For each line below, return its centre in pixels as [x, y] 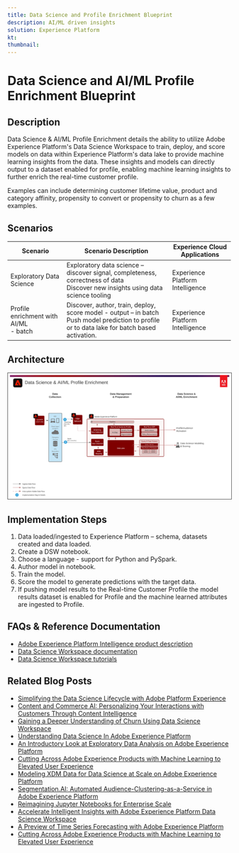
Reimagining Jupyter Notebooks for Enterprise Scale [94, 804]
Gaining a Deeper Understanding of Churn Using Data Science [109, 721]
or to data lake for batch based [111, 327]
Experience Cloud [200, 247]
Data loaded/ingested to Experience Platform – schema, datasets [112, 536]
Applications [200, 255]
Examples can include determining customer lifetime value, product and [112, 191]
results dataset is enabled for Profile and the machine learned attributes [122, 597]
